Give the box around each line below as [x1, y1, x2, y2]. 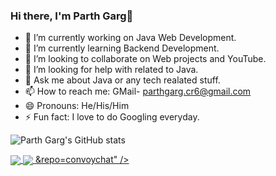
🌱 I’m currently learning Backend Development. [24, 42, 220, 54]
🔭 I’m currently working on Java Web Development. [24, 32, 237, 44]
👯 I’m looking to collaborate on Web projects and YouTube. [24, 53, 267, 65]
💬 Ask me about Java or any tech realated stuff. [24, 74, 221, 86]
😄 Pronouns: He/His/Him [24, 100, 130, 112]
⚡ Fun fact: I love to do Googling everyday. [24, 111, 200, 123]
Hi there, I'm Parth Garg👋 [10, 9, 134, 23]
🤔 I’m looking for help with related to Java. [24, 64, 199, 76]
